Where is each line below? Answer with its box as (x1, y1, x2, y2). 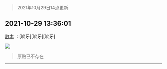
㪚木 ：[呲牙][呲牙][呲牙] (5, 33, 56, 39)
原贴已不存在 (17, 53, 44, 59)
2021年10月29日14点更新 (17, 5, 68, 10)
